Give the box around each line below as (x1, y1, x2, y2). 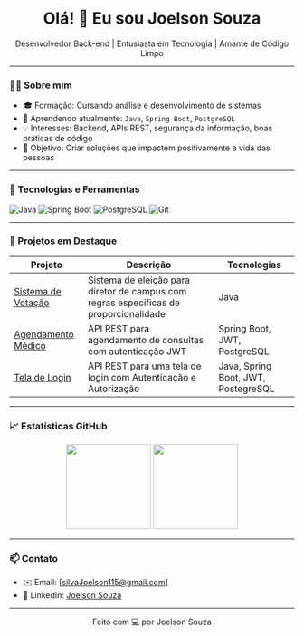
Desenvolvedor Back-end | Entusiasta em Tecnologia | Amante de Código (14, 38, 290, 49)
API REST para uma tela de (87, 360, 202, 372)
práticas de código (22, 133, 93, 144)
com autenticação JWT (87, 344, 187, 357)
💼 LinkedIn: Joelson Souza (22, 590, 122, 601)
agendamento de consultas (87, 333, 204, 346)
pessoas (22, 152, 55, 163)
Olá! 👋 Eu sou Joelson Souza (43, 8, 261, 29)
